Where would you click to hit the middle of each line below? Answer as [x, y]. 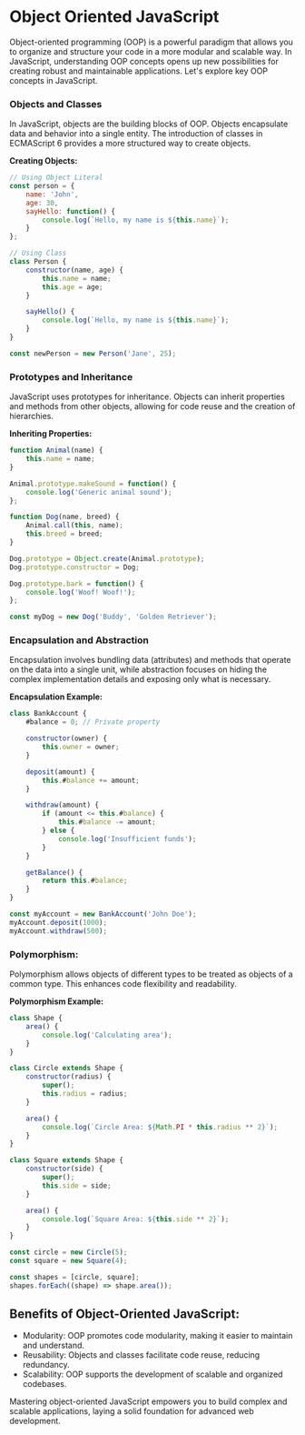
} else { [59, 831]
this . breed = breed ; [64, 534]
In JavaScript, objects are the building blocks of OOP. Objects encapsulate [149, 124]
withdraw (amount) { [63, 805]
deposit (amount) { [60, 772]
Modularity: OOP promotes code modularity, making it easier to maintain [157, 1336]
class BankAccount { [49, 714]
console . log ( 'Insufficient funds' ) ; [127, 838]
